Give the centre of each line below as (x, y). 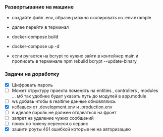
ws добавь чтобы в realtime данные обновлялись (64, 101)
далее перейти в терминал (40, 27)
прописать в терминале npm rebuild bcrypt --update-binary (74, 61)
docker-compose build (35, 37)
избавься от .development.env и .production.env (62, 107)
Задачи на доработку (32, 74)
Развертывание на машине (39, 7)
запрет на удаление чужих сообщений (53, 118)
